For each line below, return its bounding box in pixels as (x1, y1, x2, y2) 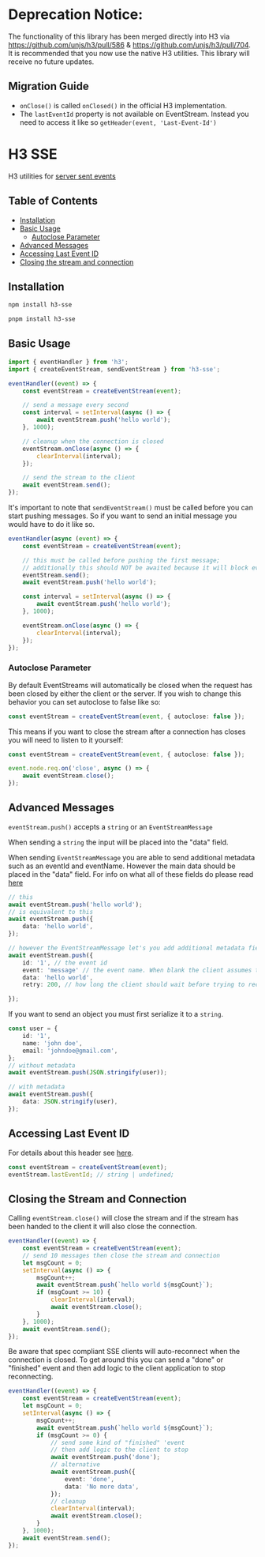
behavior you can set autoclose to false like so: (8, 697, 161, 706)
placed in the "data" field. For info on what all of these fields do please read (8, 869, 254, 878)
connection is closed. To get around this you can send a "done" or (8, 1355, 223, 1364)
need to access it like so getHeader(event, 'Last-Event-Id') (19, 117, 217, 127)
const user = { (8, 1025, 58, 1032)
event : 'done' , (64, 1475, 114, 1483)
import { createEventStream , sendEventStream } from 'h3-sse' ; (8, 365, 221, 373)
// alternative (50, 1461, 101, 1469)
